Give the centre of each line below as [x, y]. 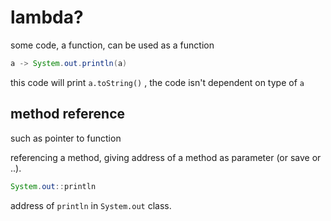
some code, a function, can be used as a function [112, 45]
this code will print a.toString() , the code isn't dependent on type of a [157, 82]
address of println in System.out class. [91, 205]
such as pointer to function [66, 138]
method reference [68, 114]
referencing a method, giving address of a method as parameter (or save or [166, 157]
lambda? [47, 17]
